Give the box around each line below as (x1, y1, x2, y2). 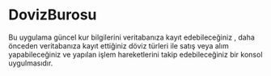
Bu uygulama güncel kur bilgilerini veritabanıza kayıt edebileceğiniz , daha (8, 32, 255, 42)
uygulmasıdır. (8, 58, 53, 68)
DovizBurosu (8, 6, 97, 24)
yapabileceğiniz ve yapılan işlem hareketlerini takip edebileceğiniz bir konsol (8, 49, 263, 59)
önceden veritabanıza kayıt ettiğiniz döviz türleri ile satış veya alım (8, 40, 229, 50)
